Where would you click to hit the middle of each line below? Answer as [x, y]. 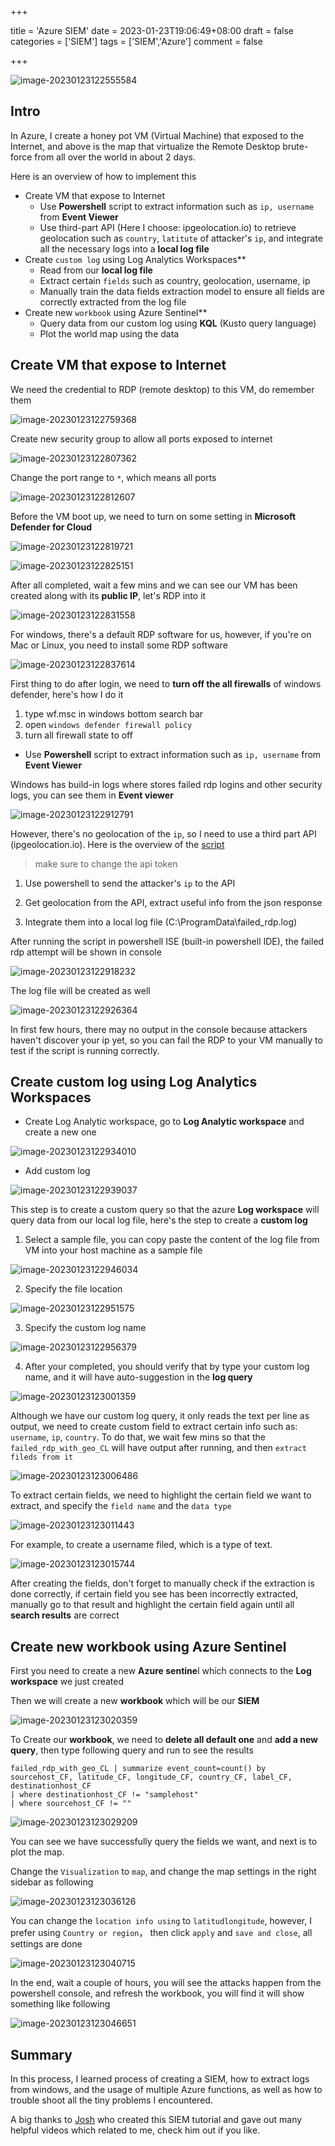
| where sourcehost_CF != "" [71, 1804]
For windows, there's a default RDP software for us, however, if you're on [161, 634]
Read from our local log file [96, 270]
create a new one [60, 1132]
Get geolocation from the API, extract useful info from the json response [173, 902]
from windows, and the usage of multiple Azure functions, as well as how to [166, 2090]
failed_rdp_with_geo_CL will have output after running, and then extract [158, 1448]
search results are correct [65, 1615]
